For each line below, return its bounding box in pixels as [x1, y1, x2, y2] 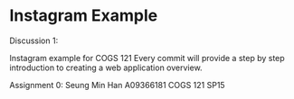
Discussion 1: [9, 35, 59, 46]
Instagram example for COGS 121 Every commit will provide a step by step [9, 52, 285, 63]
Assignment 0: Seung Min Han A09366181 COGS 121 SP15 [9, 79, 225, 90]
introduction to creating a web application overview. [9, 62, 203, 73]
